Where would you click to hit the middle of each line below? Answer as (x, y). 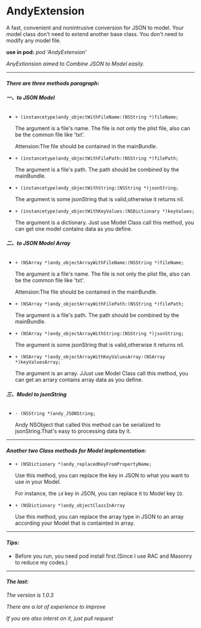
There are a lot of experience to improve (56, 606)
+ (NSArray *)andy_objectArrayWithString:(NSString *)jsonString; (99, 334)
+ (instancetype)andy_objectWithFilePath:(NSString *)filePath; (97, 158)
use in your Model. (38, 482)
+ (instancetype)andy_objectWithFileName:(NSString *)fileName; (97, 117)
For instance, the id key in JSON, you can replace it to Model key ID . (99, 494)
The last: (17, 582)
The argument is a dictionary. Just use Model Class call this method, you (104, 222)
